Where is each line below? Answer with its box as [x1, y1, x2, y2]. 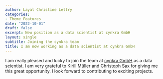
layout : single [5, 35, 37, 40]
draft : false [5, 26, 32, 31]
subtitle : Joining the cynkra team [5, 39, 79, 44]
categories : [5, 12, 30, 17]
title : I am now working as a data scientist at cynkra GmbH [5, 44, 135, 49]
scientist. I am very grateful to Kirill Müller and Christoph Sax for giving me [5, 63, 158, 69]
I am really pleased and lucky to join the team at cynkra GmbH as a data [5, 57, 153, 63]
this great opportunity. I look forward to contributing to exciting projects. [5, 68, 154, 74]
